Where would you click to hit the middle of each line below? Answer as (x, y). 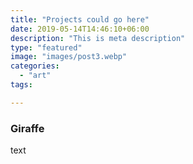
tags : (21, 85)
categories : (35, 66)
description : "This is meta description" (98, 38)
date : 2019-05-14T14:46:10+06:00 (80, 29)
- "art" (35, 76)
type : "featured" (46, 47)
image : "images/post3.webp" (69, 57)
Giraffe (27, 128)
